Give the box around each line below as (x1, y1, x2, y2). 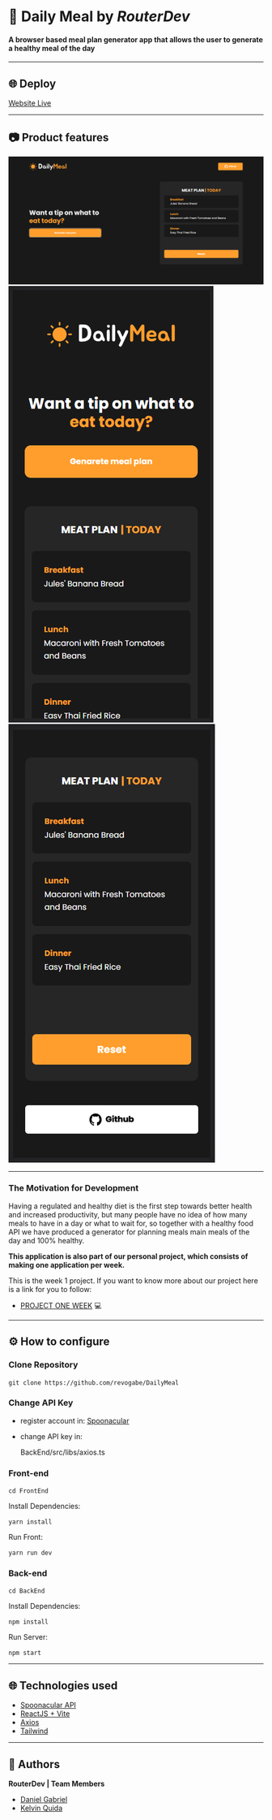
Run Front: (8, 1533, 43, 1542)
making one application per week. (8, 1260, 125, 1269)
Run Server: (8, 1632, 49, 1642)
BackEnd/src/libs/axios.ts (19, 1447, 105, 1457)
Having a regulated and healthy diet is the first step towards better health (8, 1201, 253, 1211)
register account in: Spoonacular (19, 1416, 130, 1425)
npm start (8, 1649, 42, 1658)
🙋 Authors (8, 1757, 61, 1771)
